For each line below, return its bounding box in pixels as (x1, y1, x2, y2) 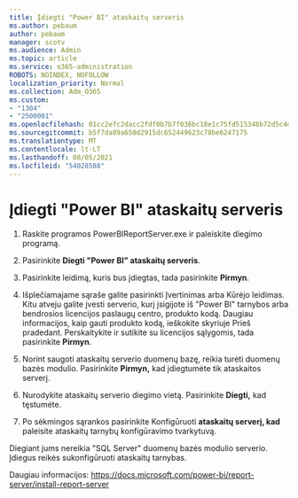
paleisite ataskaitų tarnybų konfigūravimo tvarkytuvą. (21, 426, 217, 437)
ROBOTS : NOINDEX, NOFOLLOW (9, 71, 109, 80)
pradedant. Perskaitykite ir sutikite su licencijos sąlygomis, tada (21, 327, 255, 338)
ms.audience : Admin (9, 46, 82, 55)
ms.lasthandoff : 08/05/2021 (9, 152, 114, 162)
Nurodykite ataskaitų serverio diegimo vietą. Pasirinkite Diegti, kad (21, 390, 267, 401)
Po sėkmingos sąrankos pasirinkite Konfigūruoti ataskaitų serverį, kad (21, 416, 281, 427)
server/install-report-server (9, 479, 109, 490)
